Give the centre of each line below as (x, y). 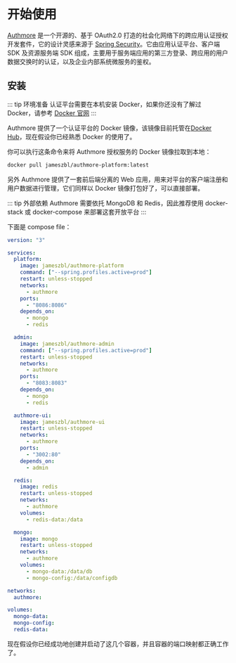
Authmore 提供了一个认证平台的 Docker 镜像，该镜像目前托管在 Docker (110, 128)
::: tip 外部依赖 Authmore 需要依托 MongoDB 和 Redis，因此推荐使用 (105, 203)
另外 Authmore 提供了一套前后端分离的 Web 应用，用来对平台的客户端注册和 (118, 179)
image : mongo (39, 539)
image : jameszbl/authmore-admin (67, 344)
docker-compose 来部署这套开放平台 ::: (90, 212)
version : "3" (26, 240)
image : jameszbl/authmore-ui (63, 422)
